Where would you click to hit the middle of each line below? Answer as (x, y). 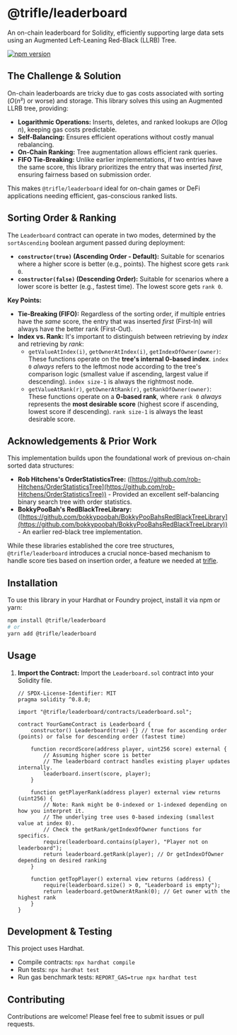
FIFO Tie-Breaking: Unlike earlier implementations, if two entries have (120, 159)
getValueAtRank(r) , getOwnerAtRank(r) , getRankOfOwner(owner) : (120, 389)
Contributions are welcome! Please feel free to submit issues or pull (106, 1017)
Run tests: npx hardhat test (58, 970)
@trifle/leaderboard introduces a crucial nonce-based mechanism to (109, 553)
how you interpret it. (51, 811)
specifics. (34, 835)
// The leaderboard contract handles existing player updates (137, 761)
